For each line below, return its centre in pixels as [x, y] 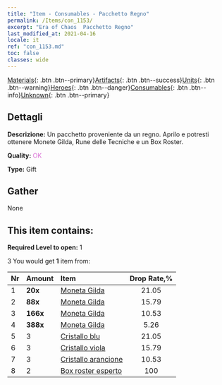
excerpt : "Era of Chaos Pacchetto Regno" [70, 27]
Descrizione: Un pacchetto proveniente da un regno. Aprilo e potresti [108, 134]
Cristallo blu [80, 336]
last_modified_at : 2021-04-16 [52, 34]
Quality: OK [25, 155]
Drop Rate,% [151, 278]
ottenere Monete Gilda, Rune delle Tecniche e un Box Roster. [95, 141]
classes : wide [28, 60]
